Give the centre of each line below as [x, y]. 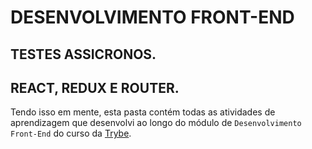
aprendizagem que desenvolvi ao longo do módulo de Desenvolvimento [156, 123]
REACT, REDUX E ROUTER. [95, 87]
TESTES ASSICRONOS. [83, 54]
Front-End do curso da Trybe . [71, 133]
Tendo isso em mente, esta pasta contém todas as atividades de [143, 112]
